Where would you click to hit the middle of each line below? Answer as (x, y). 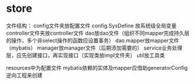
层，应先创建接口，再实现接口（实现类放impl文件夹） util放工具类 (86, 55)
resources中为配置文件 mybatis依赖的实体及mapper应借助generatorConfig (97, 67)
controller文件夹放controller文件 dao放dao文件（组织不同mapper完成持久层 (98, 33)
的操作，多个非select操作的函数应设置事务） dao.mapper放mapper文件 (92, 40)
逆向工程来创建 (24, 75)
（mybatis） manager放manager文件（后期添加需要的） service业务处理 (94, 48)
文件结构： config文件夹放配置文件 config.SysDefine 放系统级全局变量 (92, 25)
